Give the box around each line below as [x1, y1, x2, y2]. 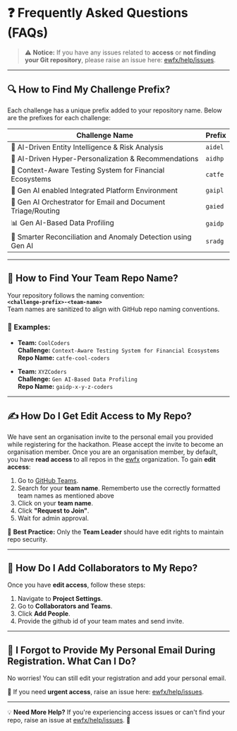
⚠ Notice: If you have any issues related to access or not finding [24, 48, 217, 57]
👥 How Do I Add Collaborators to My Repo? [7, 562, 198, 574]
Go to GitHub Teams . [17, 476, 79, 484]
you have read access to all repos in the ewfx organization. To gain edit [7, 455, 217, 463]
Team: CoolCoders [17, 338, 71, 346]
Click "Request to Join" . [17, 506, 90, 515]
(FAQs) [7, 25, 49, 41]
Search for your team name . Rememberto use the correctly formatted [17, 484, 221, 492]
